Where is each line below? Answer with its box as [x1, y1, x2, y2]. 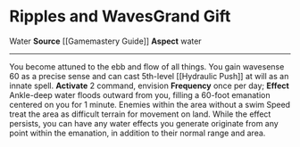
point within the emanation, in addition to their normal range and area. [9, 127, 266, 138]
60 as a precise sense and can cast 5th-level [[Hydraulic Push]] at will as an [9, 70, 289, 81]
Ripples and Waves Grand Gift [9, 6, 231, 27]
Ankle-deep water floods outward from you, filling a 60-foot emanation [9, 89, 271, 100]
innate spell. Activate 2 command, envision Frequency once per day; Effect [9, 80, 290, 91]
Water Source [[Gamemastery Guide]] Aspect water [9, 36, 203, 46]
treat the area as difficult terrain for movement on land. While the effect [9, 109, 271, 119]
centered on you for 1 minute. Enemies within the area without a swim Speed [9, 99, 291, 110]
